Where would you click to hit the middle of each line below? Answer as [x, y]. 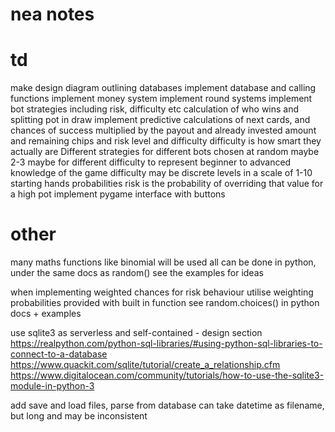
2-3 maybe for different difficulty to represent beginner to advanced [151, 162]
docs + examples [46, 314]
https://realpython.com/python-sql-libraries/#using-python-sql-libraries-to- [166, 344]
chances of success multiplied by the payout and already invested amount [163, 130]
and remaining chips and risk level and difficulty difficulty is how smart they [166, 141]
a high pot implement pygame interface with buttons [118, 194]
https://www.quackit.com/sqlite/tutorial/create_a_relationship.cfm [145, 365]
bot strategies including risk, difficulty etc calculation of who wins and [155, 109]
